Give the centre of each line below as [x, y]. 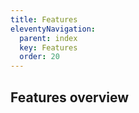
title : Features [44, 19]
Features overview [70, 97]
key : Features [48, 47]
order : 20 [39, 57]
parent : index [48, 38]
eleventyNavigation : [53, 29]
